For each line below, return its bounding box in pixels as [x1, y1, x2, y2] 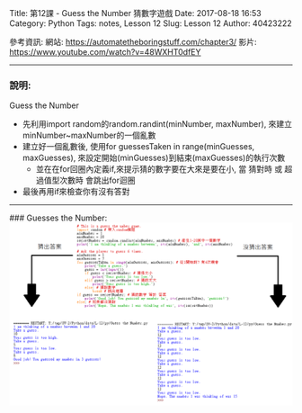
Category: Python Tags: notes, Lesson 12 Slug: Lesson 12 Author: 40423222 [9, 18, 292, 29]
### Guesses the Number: [9, 212, 108, 223]
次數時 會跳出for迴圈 [59, 175, 136, 186]
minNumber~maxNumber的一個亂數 [22, 130, 156, 141]
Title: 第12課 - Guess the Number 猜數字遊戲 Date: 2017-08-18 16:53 [9, 8, 262, 18]
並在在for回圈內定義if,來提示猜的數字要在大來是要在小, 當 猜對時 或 [35, 164, 283, 175]
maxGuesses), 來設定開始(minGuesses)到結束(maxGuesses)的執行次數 [22, 152, 286, 164]
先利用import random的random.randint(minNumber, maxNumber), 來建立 [22, 119, 293, 130]
